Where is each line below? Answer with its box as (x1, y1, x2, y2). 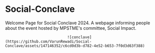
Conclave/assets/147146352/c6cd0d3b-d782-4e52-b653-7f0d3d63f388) (5, 43, 145, 48)
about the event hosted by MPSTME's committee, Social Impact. (5, 25, 137, 31)
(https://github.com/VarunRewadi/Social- (5, 39, 92, 44)
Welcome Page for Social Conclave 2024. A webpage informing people (5, 20, 150, 26)
